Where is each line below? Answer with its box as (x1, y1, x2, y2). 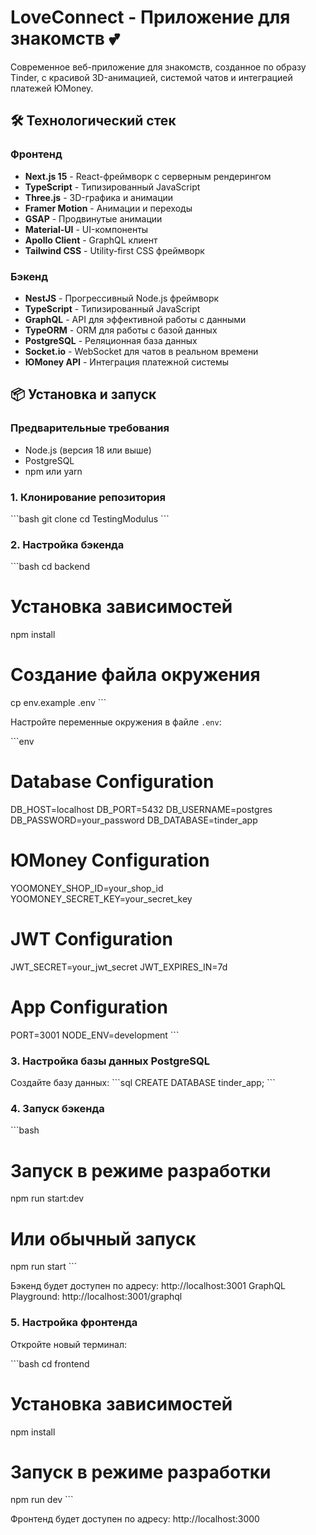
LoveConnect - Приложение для (10, 6, 291, 29)
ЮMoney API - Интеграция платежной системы (24, 356, 230, 368)
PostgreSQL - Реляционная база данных (24, 334, 198, 346)
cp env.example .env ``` (10, 697, 107, 709)
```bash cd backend (10, 561, 91, 573)
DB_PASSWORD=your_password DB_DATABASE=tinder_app (10, 814, 258, 826)
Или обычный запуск (10, 1227, 197, 1250)
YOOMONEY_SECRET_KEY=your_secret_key (10, 892, 193, 905)
